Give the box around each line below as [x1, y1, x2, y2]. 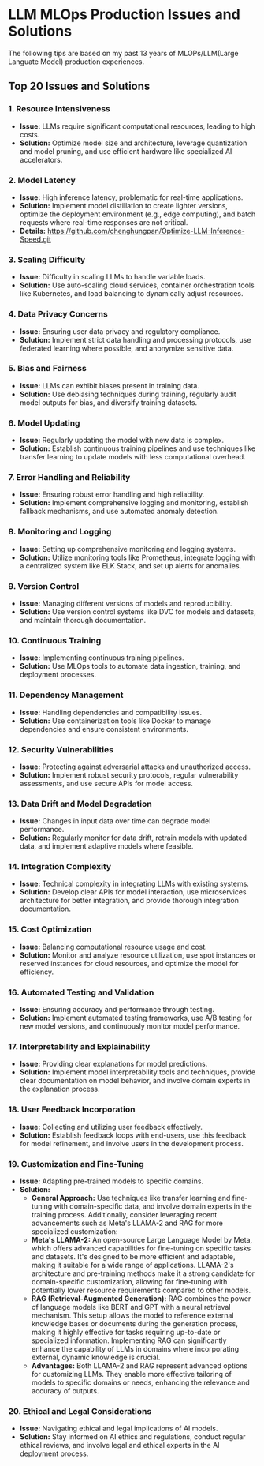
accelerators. [19, 155, 63, 164]
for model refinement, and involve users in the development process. [19, 1138, 244, 1148]
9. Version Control [8, 580, 80, 591]
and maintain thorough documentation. [19, 616, 147, 624]
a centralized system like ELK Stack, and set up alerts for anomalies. [19, 561, 242, 570]
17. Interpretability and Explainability [8, 1041, 151, 1052]
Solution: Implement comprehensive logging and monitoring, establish [19, 498, 249, 508]
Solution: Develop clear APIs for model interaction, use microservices [19, 887, 247, 897]
